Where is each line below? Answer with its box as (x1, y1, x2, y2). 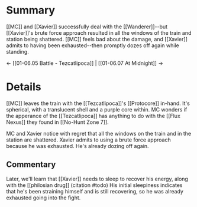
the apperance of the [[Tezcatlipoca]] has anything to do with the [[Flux (6, 112, 180, 119)
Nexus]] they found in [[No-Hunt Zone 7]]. (6, 119, 109, 126)
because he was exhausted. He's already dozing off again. (6, 142, 149, 149)
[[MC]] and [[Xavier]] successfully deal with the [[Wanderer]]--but (6, 23, 167, 30)
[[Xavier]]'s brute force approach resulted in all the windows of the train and (6, 29, 192, 36)
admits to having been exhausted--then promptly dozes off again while (6, 42, 179, 49)
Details (6, 80, 41, 94)
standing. (6, 48, 30, 55)
